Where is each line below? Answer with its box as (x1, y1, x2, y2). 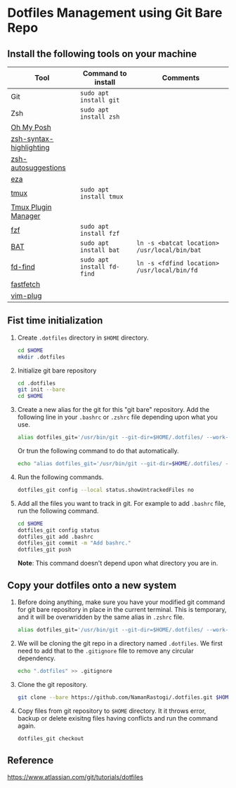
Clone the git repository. (17, 680, 88, 688)
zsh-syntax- (11, 134, 54, 143)
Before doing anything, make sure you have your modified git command (17, 598, 225, 606)
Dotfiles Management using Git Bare (7, 5, 223, 21)
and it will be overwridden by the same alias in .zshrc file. (17, 613, 185, 621)
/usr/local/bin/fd (136, 267, 198, 274)
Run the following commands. (17, 472, 104, 481)
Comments (162, 73, 200, 82)
